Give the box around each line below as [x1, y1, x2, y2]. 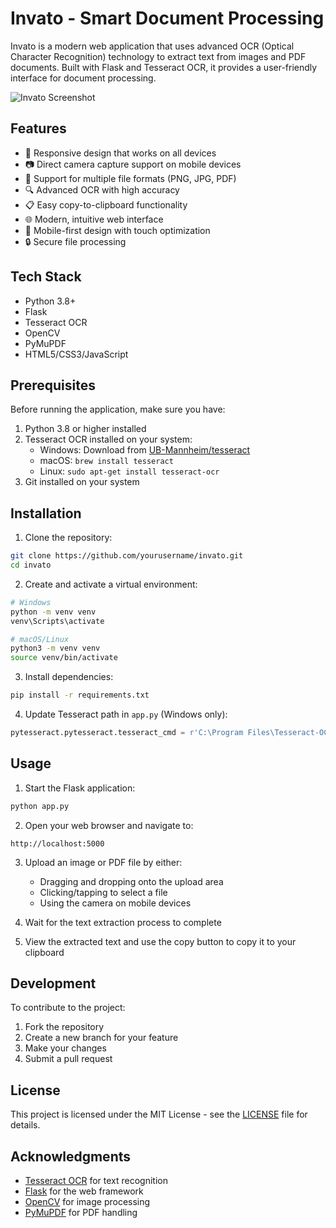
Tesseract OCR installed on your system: [24, 433, 193, 446]
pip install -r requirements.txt [10, 690, 150, 701]
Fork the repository [24, 1021, 105, 1033]
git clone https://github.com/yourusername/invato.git [10, 551, 244, 561]
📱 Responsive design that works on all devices [24, 147, 217, 159]
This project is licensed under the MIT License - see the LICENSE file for [10, 1108, 308, 1121]
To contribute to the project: [10, 1002, 126, 1014]
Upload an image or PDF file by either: [24, 856, 183, 868]
